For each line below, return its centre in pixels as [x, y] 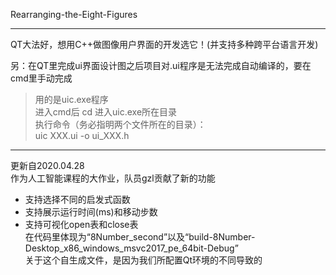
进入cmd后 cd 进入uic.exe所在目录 [106, 112]
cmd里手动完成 [41, 78]
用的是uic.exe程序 [71, 99]
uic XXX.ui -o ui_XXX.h [82, 135]
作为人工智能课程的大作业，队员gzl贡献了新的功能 [113, 178]
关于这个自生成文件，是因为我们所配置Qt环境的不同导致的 [143, 260]
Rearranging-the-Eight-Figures [74, 14]
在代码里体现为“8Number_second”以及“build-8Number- [140, 237]
